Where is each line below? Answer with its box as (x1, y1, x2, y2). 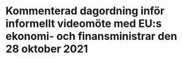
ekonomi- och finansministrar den (5, 30, 178, 43)
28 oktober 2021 (5, 42, 89, 56)
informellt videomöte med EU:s (5, 17, 162, 30)
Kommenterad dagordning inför (5, 4, 165, 18)
